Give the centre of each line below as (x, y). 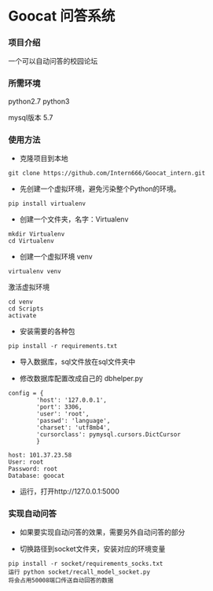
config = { (26, 394)
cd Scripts (26, 309)
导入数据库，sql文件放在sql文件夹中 (77, 362)
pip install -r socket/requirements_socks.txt (86, 564)
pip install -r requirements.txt (63, 347)
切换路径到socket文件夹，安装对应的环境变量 (92, 549)
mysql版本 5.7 (31, 117)
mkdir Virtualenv (37, 234)
